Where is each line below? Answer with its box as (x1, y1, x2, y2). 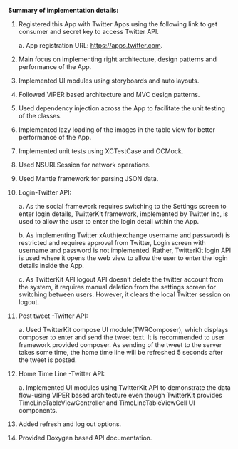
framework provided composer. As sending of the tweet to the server (18, 341, 222, 349)
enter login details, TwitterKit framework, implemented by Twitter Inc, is (18, 210, 229, 218)
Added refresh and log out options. (18, 420, 122, 428)
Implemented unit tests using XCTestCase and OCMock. (18, 147, 184, 155)
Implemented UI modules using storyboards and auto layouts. (18, 76, 200, 85)
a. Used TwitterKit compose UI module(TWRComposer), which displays (18, 326, 229, 334)
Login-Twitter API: (18, 188, 72, 197)
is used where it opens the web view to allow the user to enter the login (18, 254, 228, 262)
